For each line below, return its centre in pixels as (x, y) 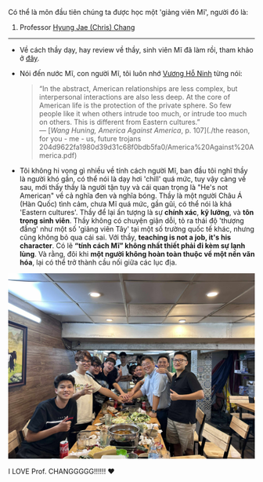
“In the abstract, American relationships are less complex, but (138, 89)
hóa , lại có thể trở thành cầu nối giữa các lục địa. (98, 262)
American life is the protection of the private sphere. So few (135, 105)
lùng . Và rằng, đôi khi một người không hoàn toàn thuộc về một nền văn (137, 254)
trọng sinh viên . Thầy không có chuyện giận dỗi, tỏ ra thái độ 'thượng (131, 221)
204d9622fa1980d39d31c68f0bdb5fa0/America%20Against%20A (146, 147)
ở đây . (29, 58)
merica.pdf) (58, 155)
